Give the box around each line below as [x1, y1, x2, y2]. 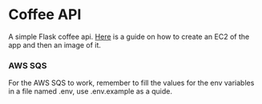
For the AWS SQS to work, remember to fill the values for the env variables [8, 78, 255, 88]
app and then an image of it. [8, 40, 102, 49]
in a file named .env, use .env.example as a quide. [8, 87, 173, 96]
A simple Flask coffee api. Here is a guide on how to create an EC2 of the [8, 32, 250, 41]
